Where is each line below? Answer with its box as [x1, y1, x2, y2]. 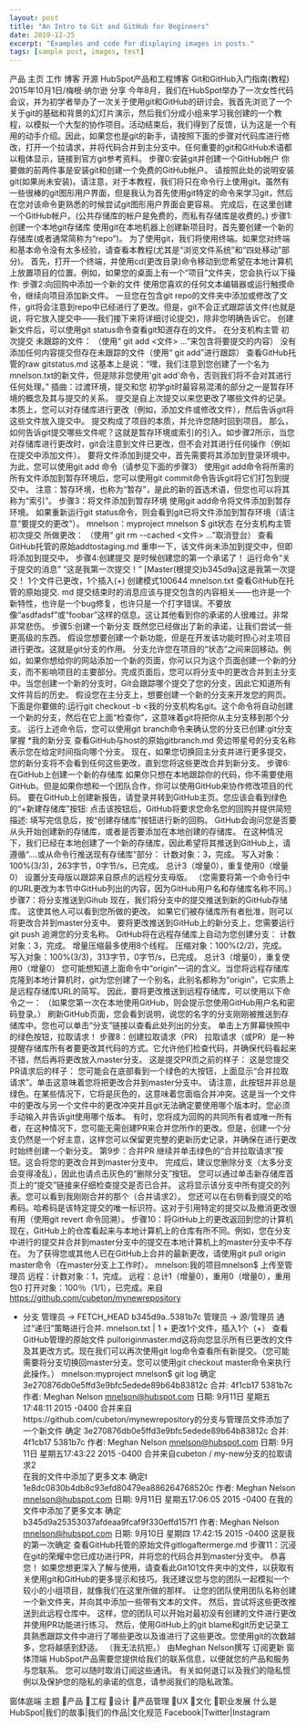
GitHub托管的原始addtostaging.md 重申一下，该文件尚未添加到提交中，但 [9, 541, 285, 552]
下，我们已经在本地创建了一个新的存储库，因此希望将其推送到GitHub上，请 [9, 837, 291, 848]
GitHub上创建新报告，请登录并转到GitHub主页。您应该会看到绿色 [43, 792, 288, 803]
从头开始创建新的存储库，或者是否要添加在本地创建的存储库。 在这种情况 [9, 827, 283, 837]
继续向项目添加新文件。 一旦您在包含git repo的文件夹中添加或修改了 [25, 290, 280, 301]
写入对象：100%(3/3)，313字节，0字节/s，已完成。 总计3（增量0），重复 [9, 952, 282, 962]
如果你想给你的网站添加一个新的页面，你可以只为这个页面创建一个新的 [25, 655, 289, 666]
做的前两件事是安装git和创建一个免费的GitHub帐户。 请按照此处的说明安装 [16, 165, 295, 176]
